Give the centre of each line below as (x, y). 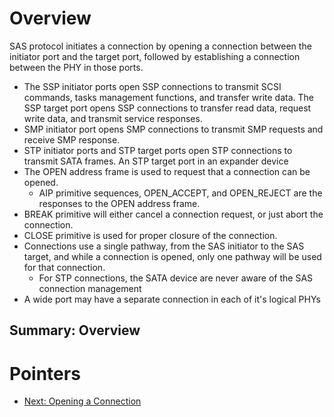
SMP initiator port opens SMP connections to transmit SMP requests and (173, 129)
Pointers (45, 373)
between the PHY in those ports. (76, 67)
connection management (90, 288)
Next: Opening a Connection (82, 401)
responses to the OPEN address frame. (119, 203)
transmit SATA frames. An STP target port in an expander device (156, 161)
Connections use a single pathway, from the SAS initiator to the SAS (164, 246)
